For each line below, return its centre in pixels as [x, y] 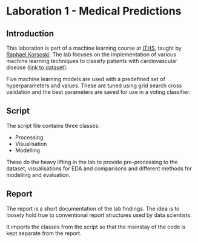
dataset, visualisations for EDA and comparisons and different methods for [99, 168]
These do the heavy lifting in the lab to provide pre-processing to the [92, 162]
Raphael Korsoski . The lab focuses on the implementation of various [91, 55]
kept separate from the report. [44, 233]
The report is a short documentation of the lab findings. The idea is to [93, 208]
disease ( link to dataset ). [37, 67]
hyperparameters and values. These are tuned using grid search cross [94, 85]
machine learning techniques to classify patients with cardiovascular [92, 61]
